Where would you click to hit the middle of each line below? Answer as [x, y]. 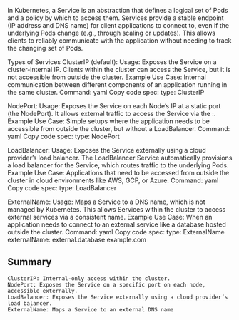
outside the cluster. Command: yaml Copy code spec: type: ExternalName [116, 232]
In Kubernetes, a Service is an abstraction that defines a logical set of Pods [118, 10]
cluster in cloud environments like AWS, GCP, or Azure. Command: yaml [113, 180]
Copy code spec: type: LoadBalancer [62, 188]
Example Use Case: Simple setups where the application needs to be [109, 121]
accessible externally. [43, 291]
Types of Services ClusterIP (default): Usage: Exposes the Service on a [112, 62]
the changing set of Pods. [45, 48]
